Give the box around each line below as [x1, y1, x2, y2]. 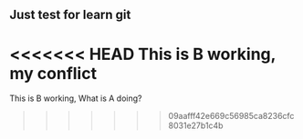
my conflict [9, 63, 98, 84]
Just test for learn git [9, 7, 131, 23]
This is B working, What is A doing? [9, 93, 142, 104]
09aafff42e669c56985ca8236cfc [168, 111, 295, 122]
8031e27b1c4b [168, 120, 224, 131]
